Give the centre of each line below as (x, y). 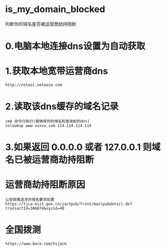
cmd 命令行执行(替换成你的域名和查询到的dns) (48, 121)
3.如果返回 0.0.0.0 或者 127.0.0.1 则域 (83, 147)
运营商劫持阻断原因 (45, 185)
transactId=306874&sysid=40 (35, 209)
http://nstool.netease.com (34, 85)
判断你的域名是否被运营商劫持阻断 (41, 24)
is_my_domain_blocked (55, 9)
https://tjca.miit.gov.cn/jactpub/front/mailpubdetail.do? (69, 204)
